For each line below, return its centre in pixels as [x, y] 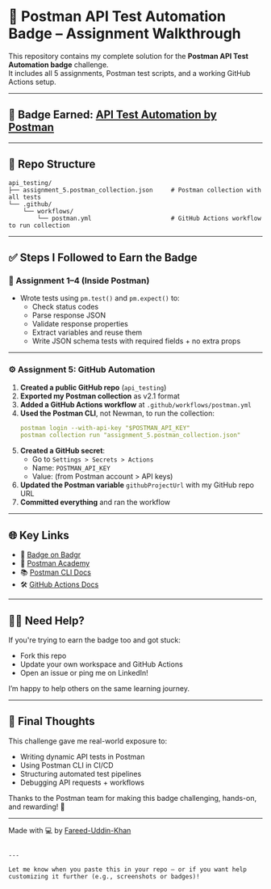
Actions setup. [32, 82]
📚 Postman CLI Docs [55, 572]
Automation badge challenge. [58, 65]
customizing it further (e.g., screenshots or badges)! [104, 876]
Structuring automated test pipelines [81, 773]
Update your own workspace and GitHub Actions [101, 664]
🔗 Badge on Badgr [50, 555]
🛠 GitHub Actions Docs [59, 584]
